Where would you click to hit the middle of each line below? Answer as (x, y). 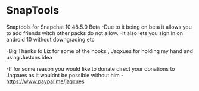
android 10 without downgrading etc (50, 39)
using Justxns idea (29, 57)
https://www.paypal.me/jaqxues (45, 81)
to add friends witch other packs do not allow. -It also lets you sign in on (95, 33)
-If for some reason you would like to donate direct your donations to (91, 68)
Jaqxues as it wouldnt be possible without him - (65, 75)
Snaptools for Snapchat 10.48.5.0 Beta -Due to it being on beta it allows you (99, 27)
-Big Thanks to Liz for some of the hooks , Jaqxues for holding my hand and (100, 51)
